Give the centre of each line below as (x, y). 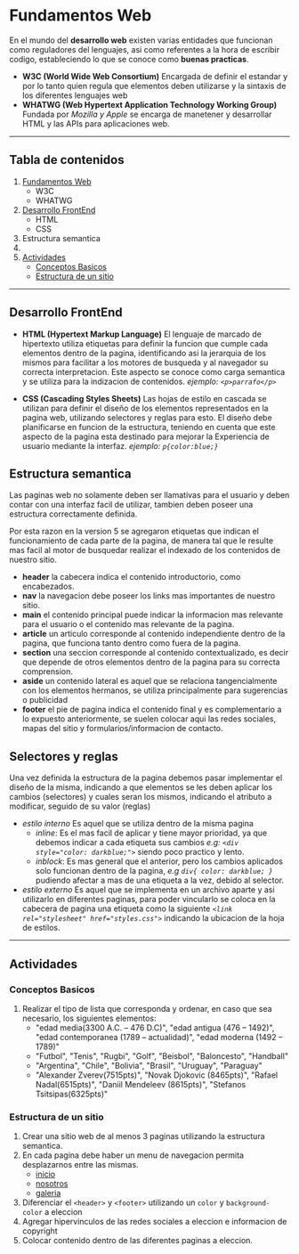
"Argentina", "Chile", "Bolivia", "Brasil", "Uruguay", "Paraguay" (149, 1065)
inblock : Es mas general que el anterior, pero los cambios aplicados (159, 861)
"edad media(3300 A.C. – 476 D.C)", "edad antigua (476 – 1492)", (155, 1027)
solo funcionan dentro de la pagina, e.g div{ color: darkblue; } (154, 871)
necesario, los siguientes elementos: (89, 1018)
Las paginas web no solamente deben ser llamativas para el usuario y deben (149, 495)
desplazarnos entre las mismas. (81, 1165)
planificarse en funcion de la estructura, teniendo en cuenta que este (149, 427)
